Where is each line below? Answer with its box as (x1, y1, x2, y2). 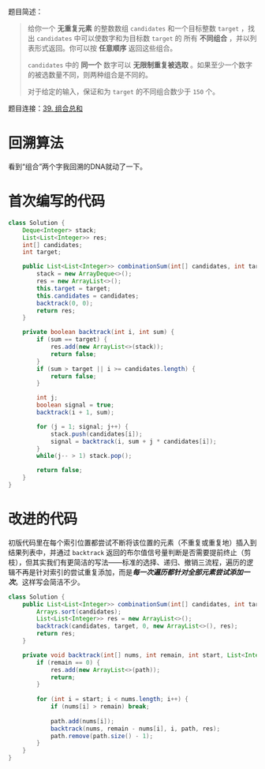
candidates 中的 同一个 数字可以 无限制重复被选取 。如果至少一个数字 (27, 60, 253, 69)
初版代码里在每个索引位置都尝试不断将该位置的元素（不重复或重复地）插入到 (8, 538, 257, 547)
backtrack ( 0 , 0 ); (36, 299, 93, 307)
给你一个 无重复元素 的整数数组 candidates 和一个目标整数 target (27, 24, 240, 33)
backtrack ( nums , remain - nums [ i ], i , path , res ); (50, 725, 221, 733)
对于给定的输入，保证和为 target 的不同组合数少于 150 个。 (27, 87, 219, 96)
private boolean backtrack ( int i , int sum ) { (22, 328, 175, 336)
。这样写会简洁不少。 (15, 577, 84, 587)
